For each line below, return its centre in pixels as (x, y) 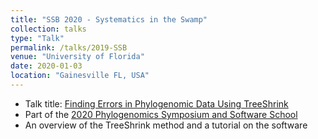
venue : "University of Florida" (77, 57)
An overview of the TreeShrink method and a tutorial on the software (166, 125)
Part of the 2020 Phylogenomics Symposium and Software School (161, 114)
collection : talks (48, 29)
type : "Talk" (37, 38)
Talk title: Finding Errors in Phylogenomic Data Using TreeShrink (156, 103)
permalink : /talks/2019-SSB (69, 47)
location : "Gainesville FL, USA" (80, 76)
